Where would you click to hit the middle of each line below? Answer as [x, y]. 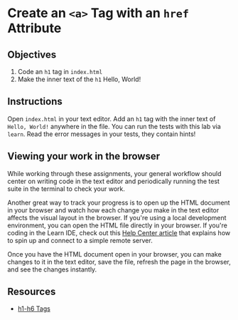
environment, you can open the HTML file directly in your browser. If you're [117, 225]
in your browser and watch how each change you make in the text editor [113, 210]
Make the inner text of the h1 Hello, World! [79, 79]
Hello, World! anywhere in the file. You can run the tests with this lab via [114, 126]
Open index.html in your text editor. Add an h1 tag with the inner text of [112, 118]
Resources [32, 292]
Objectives [32, 55]
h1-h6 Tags [34, 309]
